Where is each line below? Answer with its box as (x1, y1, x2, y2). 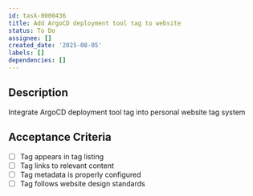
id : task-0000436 (8, 11, 67, 20)
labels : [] (8, 49, 45, 57)
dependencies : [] (8, 57, 67, 65)
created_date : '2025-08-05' (8, 42, 103, 50)
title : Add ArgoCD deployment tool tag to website (8, 19, 182, 27)
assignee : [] (8, 34, 52, 42)
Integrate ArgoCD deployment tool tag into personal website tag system (8, 107, 246, 117)
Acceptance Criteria (8, 130, 112, 144)
